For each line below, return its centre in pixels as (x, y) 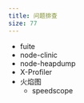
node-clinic (39, 55)
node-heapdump (48, 63)
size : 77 (23, 23)
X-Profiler (36, 72)
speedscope (52, 90)
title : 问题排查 (33, 16)
